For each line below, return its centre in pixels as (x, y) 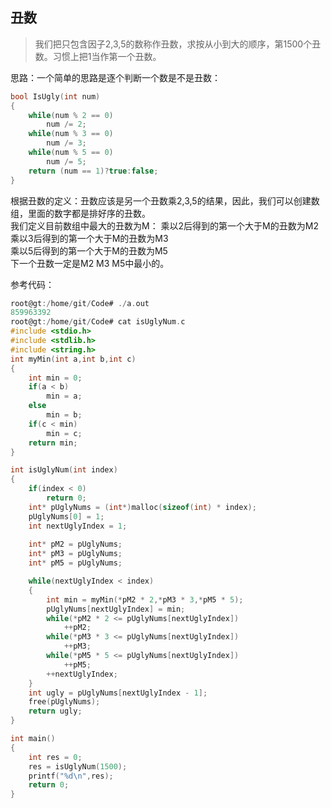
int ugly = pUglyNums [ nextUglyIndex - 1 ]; (118, 693)
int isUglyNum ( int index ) (64, 470)
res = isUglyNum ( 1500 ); (78, 766)
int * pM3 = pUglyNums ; (75, 554)
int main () (33, 739)
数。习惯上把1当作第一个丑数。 (98, 56)
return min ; (53, 443)
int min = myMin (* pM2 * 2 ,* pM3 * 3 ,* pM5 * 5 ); (145, 599)
